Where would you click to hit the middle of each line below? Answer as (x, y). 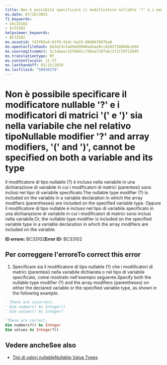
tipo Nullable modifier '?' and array (77, 137)
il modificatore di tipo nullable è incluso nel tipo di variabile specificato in (80, 208)
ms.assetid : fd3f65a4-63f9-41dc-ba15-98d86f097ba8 (59, 42)
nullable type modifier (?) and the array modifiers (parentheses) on (81, 282)
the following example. (36, 293)
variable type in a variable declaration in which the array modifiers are (77, 224)
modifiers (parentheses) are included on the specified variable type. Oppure (83, 203)
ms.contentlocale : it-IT (31, 61)
